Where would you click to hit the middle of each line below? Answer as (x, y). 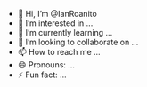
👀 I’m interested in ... (55, 23)
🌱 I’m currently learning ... (65, 32)
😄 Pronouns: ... (46, 65)
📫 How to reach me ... (59, 52)
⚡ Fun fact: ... (42, 75)
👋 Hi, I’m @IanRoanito (57, 14)
